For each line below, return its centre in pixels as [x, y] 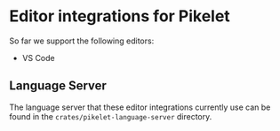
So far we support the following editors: [82, 41]
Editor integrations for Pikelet [120, 16]
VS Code [38, 58]
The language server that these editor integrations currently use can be [140, 107]
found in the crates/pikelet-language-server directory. [111, 116]
